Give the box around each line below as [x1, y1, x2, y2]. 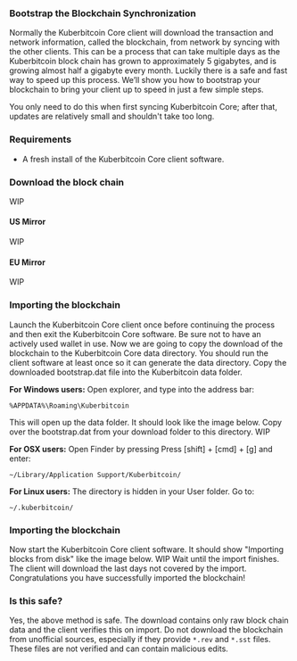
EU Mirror [9, 257, 46, 268]
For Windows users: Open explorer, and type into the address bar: [9, 384, 255, 394]
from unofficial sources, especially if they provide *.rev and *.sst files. [9, 634, 271, 645]
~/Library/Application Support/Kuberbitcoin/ [9, 470, 181, 479]
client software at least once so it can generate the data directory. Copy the [9, 357, 287, 368]
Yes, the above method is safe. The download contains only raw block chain [9, 615, 289, 626]
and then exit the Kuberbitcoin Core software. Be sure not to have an [9, 328, 261, 339]
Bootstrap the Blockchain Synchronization [9, 7, 196, 20]
